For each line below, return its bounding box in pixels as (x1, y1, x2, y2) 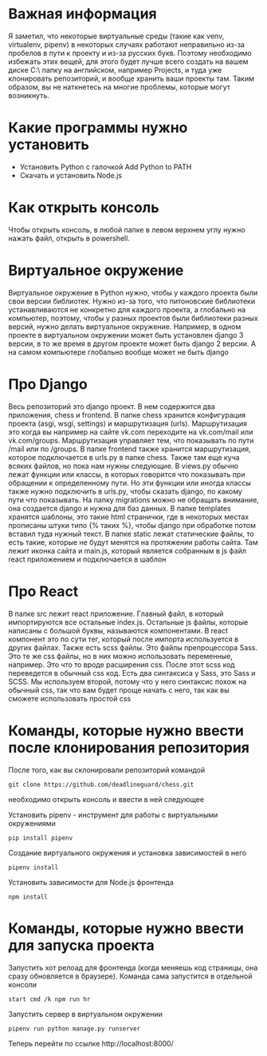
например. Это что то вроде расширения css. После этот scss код (8, 660, 235, 669)
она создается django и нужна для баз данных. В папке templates (8, 503, 231, 513)
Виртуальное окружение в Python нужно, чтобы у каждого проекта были (8, 288, 258, 297)
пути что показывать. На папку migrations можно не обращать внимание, (8, 494, 259, 504)
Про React (8, 582, 79, 600)
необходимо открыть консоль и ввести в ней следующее (8, 794, 205, 804)
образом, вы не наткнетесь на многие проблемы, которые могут (8, 81, 231, 92)
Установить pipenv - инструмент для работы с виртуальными (8, 810, 218, 820)
